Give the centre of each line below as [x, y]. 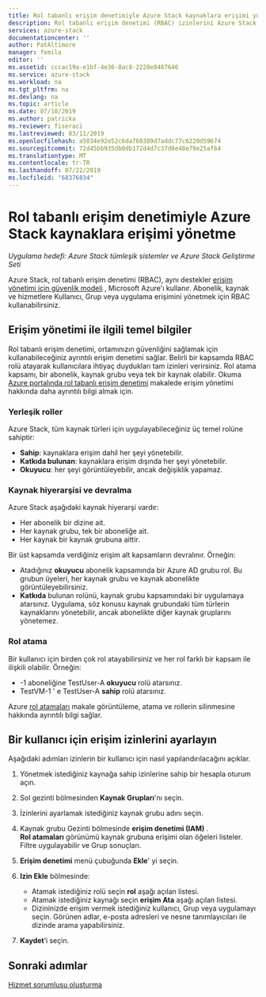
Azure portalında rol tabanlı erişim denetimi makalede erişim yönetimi [121, 382]
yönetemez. [39, 621]
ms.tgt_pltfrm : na [38, 89]
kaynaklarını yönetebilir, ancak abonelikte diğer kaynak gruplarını [125, 612]
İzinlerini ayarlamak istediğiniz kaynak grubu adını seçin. [111, 813]
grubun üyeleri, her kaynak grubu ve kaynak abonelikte [109, 579]
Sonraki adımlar [48, 966]
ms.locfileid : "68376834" [51, 178]
